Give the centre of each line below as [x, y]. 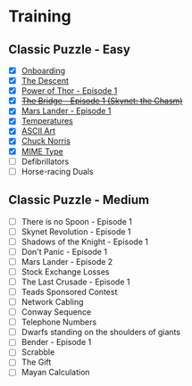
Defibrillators [45, 161]
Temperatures [47, 121]
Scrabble [38, 352]
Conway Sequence [56, 312]
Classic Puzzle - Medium [79, 200]
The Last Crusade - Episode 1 [75, 282]
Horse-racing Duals [58, 171]
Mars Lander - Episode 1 [66, 111]
